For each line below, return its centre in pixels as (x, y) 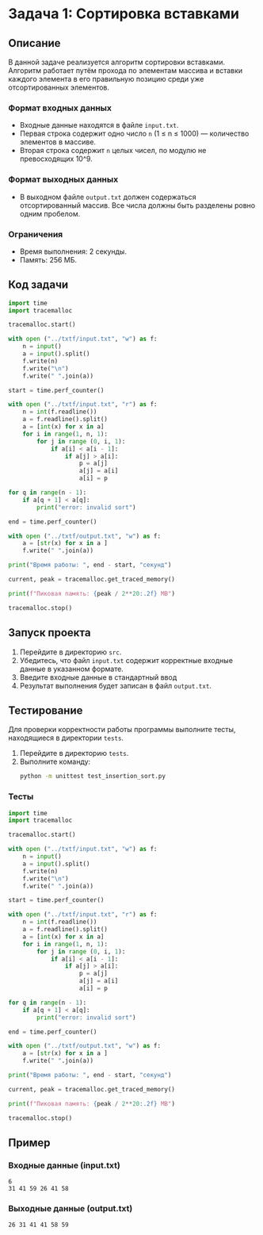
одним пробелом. (50, 213)
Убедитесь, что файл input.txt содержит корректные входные (126, 660)
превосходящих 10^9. (56, 159)
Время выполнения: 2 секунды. (73, 251)
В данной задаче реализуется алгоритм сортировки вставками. (117, 62)
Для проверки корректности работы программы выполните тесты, (122, 730)
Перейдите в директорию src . (71, 652)
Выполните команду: (55, 761)
